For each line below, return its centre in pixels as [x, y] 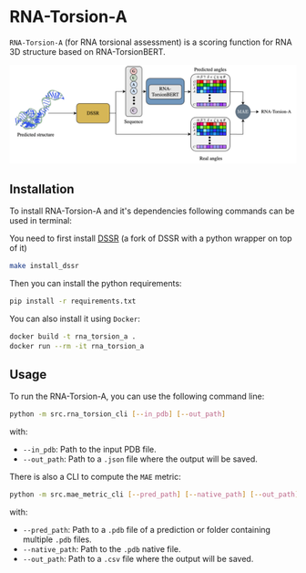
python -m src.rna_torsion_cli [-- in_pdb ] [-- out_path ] [117, 414]
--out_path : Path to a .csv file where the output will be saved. [138, 559]
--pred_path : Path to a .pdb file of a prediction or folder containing [147, 530]
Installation [42, 189]
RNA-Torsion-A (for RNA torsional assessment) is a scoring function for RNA [151, 42]
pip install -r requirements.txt [73, 301]
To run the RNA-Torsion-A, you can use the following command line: [137, 396]
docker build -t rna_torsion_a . [73, 336]
